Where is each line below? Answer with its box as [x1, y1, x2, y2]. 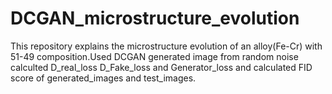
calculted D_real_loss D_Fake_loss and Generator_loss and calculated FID [10, 61, 313, 73]
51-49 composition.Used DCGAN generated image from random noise [10, 50, 299, 62]
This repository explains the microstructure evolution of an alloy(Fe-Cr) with [10, 40, 323, 52]
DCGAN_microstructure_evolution [10, 7, 300, 30]
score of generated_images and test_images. [10, 72, 197, 84]
